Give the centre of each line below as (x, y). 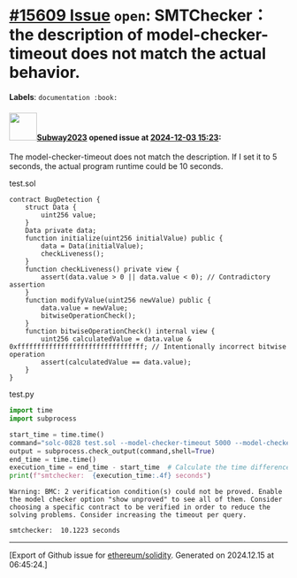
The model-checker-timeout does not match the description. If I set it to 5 (143, 157)
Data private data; (61, 231)
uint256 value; (69, 215)
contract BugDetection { (55, 200)
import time (31, 411)
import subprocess (43, 419)
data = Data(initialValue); (92, 246)
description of (90, 35)
